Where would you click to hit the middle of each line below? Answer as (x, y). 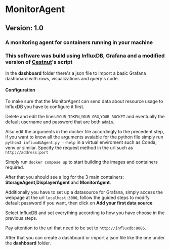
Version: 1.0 (25, 28)
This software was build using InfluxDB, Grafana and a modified (85, 56)
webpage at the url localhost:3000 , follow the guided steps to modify (78, 197)
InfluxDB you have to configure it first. (45, 107)
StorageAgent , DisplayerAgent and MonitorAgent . (58, 182)
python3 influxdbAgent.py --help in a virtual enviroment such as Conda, (81, 142)
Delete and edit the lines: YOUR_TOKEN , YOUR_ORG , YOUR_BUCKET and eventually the (85, 116)
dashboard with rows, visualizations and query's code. (62, 78)
